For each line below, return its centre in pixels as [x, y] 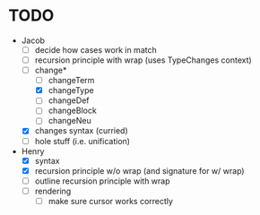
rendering [53, 191]
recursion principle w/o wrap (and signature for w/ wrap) [139, 170]
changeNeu [69, 121]
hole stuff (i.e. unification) [82, 141]
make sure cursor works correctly [111, 201]
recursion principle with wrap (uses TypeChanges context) [143, 60]
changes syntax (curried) [82, 131]
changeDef [69, 100]
